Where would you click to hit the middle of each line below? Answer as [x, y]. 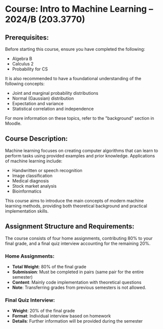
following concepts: [25, 84]
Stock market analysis [34, 186]
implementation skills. [27, 211]
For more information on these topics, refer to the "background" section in [80, 118]
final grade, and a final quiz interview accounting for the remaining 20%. [78, 243]
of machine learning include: [34, 161]
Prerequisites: [27, 37]
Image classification [32, 175]
